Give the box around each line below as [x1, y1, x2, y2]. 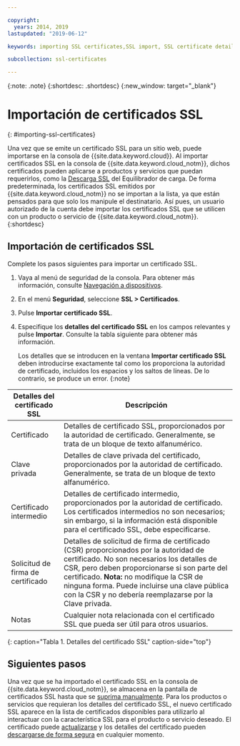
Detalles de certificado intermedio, [63, 488, 180, 498]
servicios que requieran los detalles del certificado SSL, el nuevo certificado [7, 700, 232, 708]
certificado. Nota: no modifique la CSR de [63, 572, 204, 582]
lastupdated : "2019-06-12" [7, 30, 88, 37]
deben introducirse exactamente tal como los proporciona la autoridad [17, 358, 226, 368]
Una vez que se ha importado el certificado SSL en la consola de [7, 677, 199, 685]
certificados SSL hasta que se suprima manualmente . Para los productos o [7, 692, 227, 700]
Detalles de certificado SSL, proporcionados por [63, 420, 225, 430]
